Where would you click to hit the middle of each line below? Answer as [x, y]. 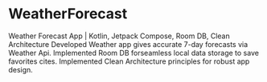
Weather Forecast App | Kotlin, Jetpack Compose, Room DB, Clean [119, 36]
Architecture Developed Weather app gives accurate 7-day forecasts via [128, 44]
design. [21, 69]
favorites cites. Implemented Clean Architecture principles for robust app [129, 61]
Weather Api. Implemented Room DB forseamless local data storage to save [134, 53]
